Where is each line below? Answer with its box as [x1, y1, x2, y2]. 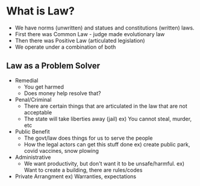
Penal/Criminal [14, 96, 52, 103]
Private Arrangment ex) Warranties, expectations [14, 173, 137, 180]
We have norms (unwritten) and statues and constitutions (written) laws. [14, 24, 195, 31]
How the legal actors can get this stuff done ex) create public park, [23, 140, 190, 148]
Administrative [14, 153, 51, 161]
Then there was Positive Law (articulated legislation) [14, 37, 146, 44]
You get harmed [23, 83, 64, 90]
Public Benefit [14, 128, 50, 135]
